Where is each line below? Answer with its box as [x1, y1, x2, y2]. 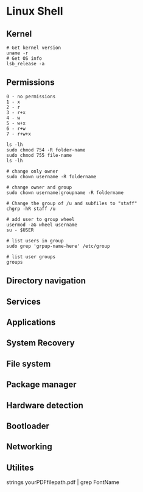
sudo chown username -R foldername [6, 173, 97, 179]
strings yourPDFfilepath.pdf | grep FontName [6, 479, 120, 486]
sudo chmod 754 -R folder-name [6, 147, 86, 153]
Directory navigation [6, 276, 86, 286]
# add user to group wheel [6, 216, 75, 222]
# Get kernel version [6, 45, 61, 51]
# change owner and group [6, 184, 72, 190]
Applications [6, 317, 56, 327]
